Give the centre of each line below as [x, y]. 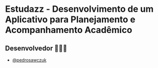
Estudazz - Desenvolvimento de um [79, 9]
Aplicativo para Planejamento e [70, 19]
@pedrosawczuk [29, 60]
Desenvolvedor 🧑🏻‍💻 [36, 48]
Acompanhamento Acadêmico [69, 30]
